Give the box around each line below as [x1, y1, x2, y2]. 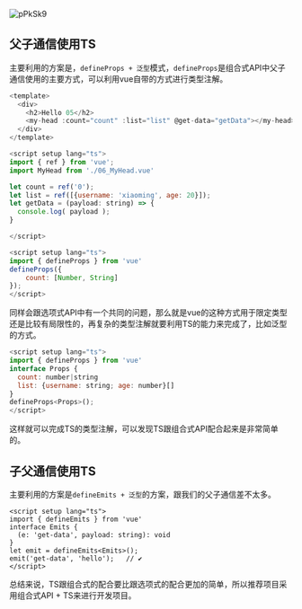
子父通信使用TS [9, 463, 96, 479]
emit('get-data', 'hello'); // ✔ [9, 554, 143, 563]
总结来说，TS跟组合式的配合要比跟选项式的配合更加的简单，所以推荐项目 [9, 579, 280, 589]
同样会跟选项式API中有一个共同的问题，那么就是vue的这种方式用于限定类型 [9, 307, 288, 318]
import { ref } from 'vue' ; [9, 157, 115, 166]
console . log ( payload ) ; [17, 207, 111, 216]
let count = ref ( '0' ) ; [9, 182, 94, 191]
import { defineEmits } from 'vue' [9, 515, 143, 524]
